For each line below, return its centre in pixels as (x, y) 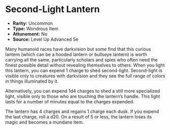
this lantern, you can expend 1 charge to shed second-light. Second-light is (84, 70)
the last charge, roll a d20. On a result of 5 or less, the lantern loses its (79, 116)
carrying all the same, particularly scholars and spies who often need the (82, 59)
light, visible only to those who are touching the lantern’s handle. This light (83, 96)
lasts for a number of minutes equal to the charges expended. (70, 101)
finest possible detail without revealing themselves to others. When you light (85, 65)
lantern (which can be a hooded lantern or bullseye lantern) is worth (76, 54)
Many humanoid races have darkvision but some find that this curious (78, 49)
